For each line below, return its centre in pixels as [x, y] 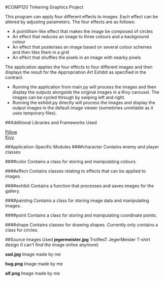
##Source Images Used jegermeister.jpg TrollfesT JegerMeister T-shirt [78, 239]
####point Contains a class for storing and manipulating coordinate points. [81, 215]
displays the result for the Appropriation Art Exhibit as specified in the [76, 72]
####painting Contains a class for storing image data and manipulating [77, 200]
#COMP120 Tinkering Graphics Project [44, 7]
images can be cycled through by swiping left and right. [69, 97]
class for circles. [22, 230]
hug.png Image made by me [34, 264]
